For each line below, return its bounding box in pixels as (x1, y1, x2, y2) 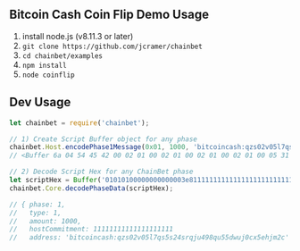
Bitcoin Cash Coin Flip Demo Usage (9, 7, 210, 22)
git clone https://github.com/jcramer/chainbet (21, 42, 203, 51)
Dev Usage (9, 95, 71, 110)
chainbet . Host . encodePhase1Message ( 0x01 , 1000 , (9, 143, 190, 152)
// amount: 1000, (9, 216, 82, 226)
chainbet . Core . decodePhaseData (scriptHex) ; (9, 183, 174, 193)
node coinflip (21, 71, 75, 79)
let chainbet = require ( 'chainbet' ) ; (9, 118, 150, 128)
